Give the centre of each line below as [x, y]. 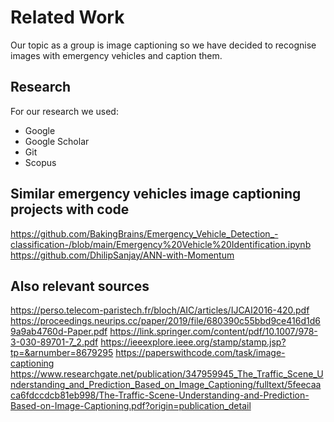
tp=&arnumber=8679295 [62, 353]
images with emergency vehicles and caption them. [116, 55]
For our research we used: [64, 111]
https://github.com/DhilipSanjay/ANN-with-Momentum [122, 255]
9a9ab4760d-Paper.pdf [59, 332]
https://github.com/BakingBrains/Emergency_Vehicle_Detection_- [144, 233]
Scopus [40, 162]
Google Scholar [57, 141]
